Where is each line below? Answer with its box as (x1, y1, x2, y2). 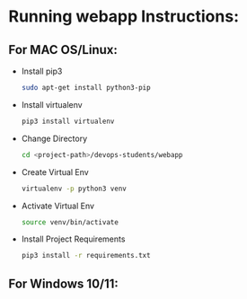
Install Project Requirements (21, 233, 126, 244)
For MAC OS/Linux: (8, 42, 118, 57)
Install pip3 (21, 66, 63, 76)
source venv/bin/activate (21, 217, 119, 226)
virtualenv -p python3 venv (21, 184, 127, 193)
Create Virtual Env (21, 166, 89, 177)
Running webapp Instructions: (8, 6, 240, 27)
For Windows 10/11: (8, 276, 119, 291)
